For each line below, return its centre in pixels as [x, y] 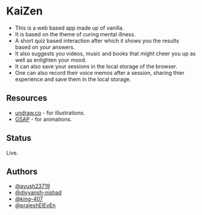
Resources [27, 98]
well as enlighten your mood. [51, 60]
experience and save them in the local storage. [73, 79]
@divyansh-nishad [38, 193]
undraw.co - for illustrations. [50, 112]
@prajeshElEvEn [35, 205]
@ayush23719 [32, 186]
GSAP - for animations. [43, 119]
